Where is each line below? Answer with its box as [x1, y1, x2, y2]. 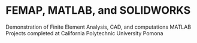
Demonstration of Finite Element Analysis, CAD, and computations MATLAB [5, 23, 192, 30]
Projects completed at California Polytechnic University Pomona [5, 29, 163, 36]
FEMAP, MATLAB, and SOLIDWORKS [5, 4, 191, 17]
